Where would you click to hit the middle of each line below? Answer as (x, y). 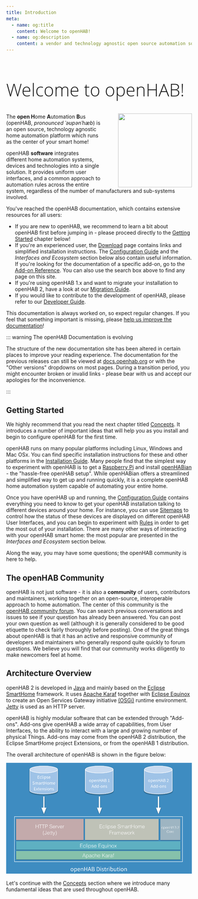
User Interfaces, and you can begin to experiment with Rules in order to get (98, 522)
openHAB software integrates (43, 153)
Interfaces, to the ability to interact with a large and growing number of (92, 731)
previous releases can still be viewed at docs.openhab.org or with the (90, 361)
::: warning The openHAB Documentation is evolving (70, 337)
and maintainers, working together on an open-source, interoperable (89, 598)
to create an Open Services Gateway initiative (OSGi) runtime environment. (97, 700)
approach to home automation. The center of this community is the (88, 604)
